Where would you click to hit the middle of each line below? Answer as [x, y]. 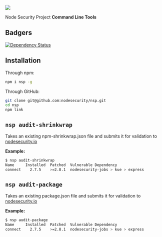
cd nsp [12, 105]
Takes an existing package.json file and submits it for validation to [73, 196]
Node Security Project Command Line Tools [51, 17]
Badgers [19, 33]
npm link [14, 110]
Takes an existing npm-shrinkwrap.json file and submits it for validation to [81, 136]
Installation [23, 61]
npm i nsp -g [19, 82]
